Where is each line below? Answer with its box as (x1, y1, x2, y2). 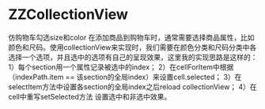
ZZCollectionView (8, 6, 129, 24)
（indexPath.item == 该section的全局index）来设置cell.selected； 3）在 (8, 72, 242, 81)
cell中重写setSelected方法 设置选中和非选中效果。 (8, 92, 172, 101)
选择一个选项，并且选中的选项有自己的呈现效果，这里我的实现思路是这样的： (8, 52, 258, 62)
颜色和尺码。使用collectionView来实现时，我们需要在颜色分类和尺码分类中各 (8, 42, 257, 52)
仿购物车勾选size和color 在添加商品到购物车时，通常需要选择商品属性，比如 (8, 32, 255, 42)
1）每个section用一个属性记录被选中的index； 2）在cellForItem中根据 (8, 62, 234, 72)
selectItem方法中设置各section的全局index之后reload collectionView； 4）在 (8, 81, 257, 92)
